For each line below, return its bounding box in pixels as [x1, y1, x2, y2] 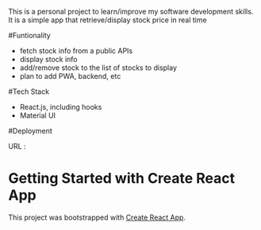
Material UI [19, 111, 56, 120]
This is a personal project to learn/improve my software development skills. [8, 7, 254, 16]
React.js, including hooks [19, 103, 102, 111]
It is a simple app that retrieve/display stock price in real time [8, 15, 208, 25]
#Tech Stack [8, 87, 50, 96]
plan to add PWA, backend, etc [19, 72, 121, 80]
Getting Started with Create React [8, 170, 236, 188]
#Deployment [8, 127, 53, 135]
